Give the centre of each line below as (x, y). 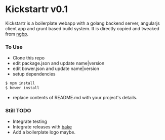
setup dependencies (34, 74)
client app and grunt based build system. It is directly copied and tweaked (82, 28)
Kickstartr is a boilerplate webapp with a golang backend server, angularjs (83, 23)
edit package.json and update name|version (58, 63)
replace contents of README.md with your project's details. (75, 97)
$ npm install (20, 83)
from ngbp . (17, 34)
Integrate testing (30, 121)
